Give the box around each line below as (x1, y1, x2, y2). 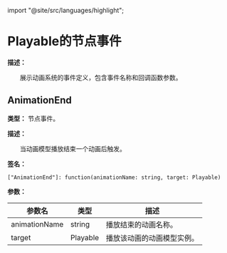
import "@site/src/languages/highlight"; (7, 6, 125, 14)
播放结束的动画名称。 (105, 220, 178, 229)
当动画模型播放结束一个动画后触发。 (20, 144, 126, 153)
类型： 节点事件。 (7, 114, 59, 123)
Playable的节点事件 (7, 33, 122, 49)
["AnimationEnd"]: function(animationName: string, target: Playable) (7, 174, 221, 181)
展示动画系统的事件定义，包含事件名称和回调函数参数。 (20, 73, 182, 81)
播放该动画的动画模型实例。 (105, 233, 199, 243)
